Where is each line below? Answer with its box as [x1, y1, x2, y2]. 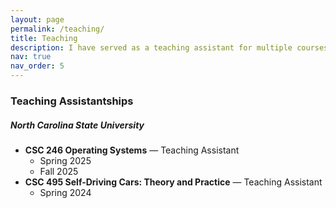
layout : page [10, 14, 65, 25]
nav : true [10, 52, 52, 62]
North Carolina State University [10, 119, 145, 131]
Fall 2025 [39, 165, 79, 177]
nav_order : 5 [10, 61, 65, 71]
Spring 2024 [39, 186, 92, 198]
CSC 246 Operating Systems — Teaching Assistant [24, 144, 240, 156]
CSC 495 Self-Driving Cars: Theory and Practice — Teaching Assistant [24, 176, 323, 188]
